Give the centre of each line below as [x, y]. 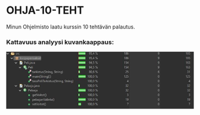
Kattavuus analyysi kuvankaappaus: [60, 42]
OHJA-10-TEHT [45, 10]
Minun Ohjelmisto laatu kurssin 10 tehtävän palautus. [71, 27]
